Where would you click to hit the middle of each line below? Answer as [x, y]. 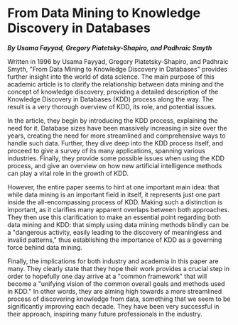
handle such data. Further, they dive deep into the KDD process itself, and [115, 143]
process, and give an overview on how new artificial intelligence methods [115, 165]
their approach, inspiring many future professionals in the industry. [105, 314]
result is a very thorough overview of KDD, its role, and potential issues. [112, 106]
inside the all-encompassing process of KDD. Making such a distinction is [115, 202]
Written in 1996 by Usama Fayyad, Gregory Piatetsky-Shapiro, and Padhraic [118, 61]
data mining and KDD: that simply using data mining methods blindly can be [118, 224]
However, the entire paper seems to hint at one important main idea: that [113, 187]
